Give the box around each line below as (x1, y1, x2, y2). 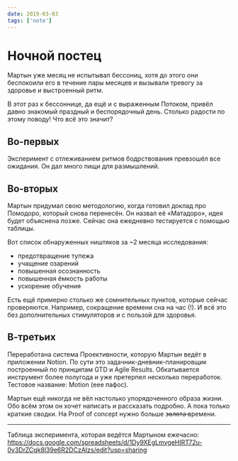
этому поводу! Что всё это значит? (7, 115, 113, 124)
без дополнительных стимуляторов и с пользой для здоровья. (7, 310, 197, 320)
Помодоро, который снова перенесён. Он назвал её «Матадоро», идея (7, 209, 223, 217)
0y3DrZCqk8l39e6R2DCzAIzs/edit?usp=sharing (7, 445, 147, 454)
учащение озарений (17, 259, 79, 268)
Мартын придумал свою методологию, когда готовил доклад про (7, 202, 207, 210)
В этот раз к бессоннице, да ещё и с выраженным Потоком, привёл (7, 100, 213, 109)
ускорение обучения (17, 282, 81, 291)
